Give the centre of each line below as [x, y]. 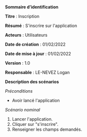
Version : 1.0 [18, 63]
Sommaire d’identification [32, 7]
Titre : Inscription [22, 16]
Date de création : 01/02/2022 [36, 44]
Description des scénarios [32, 82]
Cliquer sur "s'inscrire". [35, 124]
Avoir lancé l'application [36, 100]
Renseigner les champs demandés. [47, 129]
